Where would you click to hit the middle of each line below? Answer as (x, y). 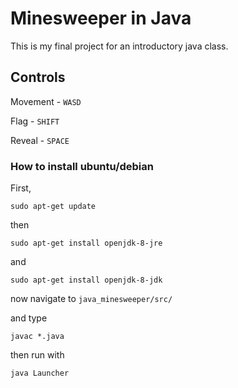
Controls (38, 77)
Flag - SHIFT (35, 121)
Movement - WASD (46, 101)
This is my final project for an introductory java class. (119, 46)
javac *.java (37, 337)
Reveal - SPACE (40, 140)
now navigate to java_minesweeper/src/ (91, 299)
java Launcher (40, 373)
